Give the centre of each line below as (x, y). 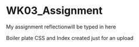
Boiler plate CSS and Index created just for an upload (70, 38)
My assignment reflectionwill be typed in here (61, 27)
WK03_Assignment (55, 11)
